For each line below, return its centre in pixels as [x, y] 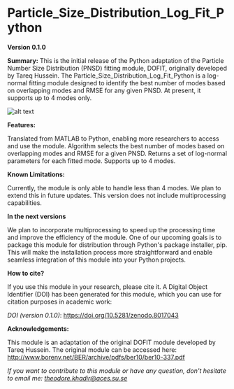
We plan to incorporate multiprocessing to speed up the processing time [111, 229]
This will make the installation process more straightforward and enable [110, 252]
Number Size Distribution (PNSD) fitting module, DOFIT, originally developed [117, 68]
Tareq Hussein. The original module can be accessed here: [92, 349]
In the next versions [37, 216]
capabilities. [24, 203]
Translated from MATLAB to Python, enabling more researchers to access [113, 139]
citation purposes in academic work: [60, 302]
